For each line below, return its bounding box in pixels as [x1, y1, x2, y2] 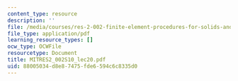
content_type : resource [7, 10, 78, 18]
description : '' [7, 17, 55, 24]
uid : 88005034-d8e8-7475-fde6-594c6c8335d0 [7, 63, 138, 70]
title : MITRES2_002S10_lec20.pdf [7, 56, 106, 63]
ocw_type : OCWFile [7, 43, 62, 50]
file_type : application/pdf [7, 30, 91, 37]
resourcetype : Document [7, 50, 78, 57]
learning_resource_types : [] [7, 37, 93, 44]
